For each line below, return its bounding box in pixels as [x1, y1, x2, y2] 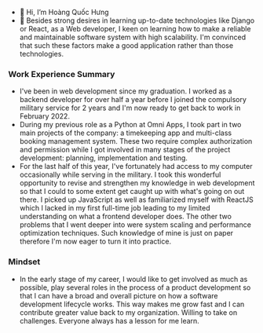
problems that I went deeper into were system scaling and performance [19, 220, 251, 229]
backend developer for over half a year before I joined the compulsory [19, 95, 247, 104]
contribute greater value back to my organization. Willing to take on [19, 307, 238, 317]
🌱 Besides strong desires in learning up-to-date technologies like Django [19, 16, 255, 25]
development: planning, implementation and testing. [19, 153, 188, 163]
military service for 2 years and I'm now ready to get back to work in [19, 103, 241, 113]
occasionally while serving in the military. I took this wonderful [19, 170, 221, 180]
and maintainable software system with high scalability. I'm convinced [19, 32, 246, 42]
